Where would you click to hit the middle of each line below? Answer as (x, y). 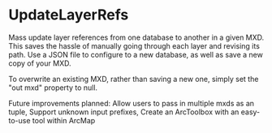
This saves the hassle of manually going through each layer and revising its (134, 45)
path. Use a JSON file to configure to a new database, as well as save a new (136, 54)
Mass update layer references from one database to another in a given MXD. (136, 37)
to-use (19, 120)
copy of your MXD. (40, 63)
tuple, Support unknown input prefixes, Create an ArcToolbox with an (124, 112)
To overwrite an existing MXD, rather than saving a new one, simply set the (134, 79)
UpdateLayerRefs (69, 15)
